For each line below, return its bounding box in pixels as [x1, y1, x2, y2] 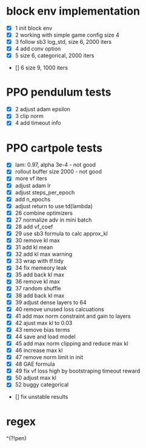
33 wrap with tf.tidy [15, 257, 64, 265]
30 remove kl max [15, 237, 61, 244]
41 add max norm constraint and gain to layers [15, 312, 131, 320]
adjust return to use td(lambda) [15, 202, 93, 209]
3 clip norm [15, 113, 44, 120]
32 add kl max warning [15, 251, 73, 258]
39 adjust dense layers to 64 [15, 298, 87, 306]
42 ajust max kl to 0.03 [15, 319, 73, 326]
